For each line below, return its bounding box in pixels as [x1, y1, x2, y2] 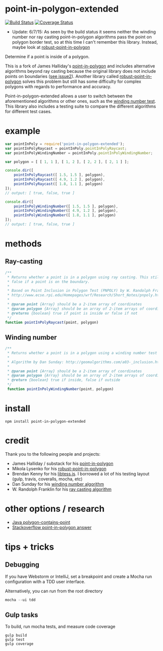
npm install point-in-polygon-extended [5, 419, 86, 424]
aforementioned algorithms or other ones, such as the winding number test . [5, 98, 156, 104]
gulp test [5, 637, 25, 642]
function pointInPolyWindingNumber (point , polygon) [7, 387, 114, 392]
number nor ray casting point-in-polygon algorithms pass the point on [12, 34, 152, 40]
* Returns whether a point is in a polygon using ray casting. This [7, 275, 149, 280]
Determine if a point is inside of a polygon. [5, 53, 90, 59]
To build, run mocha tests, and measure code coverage [5, 624, 115, 630]
